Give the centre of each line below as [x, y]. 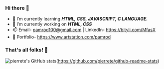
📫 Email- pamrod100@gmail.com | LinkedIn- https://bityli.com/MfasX [84, 30]
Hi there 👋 [17, 8]
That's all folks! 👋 [27, 50]
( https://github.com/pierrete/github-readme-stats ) [108, 61]
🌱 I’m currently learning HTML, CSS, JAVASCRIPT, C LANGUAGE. [80, 19]
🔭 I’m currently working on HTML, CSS [52, 24]
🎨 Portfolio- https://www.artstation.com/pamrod [62, 37]
